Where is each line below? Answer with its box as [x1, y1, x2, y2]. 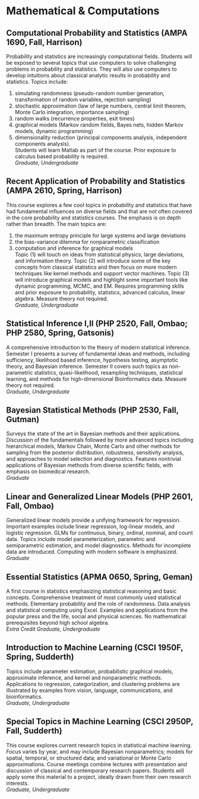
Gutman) [6, 414, 40, 424]
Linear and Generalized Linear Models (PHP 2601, [6, 492, 193, 502]
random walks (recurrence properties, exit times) [14, 115, 135, 122]
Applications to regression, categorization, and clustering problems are [6, 680, 180, 687]
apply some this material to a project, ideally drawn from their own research [6, 773, 191, 780]
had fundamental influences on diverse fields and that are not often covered [6, 207, 192, 215]
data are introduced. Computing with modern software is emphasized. [6, 548, 178, 555]
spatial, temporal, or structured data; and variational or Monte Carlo [6, 754, 171, 762]
